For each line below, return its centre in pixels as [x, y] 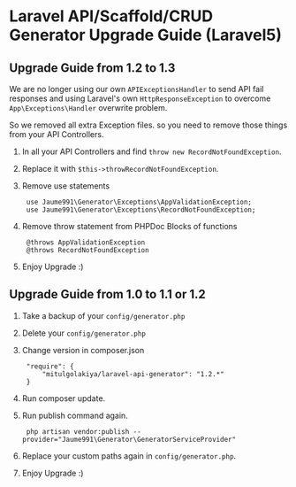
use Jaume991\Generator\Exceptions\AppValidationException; [139, 202]
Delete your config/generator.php [83, 333]
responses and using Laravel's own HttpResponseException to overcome [140, 98]
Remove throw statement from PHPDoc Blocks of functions [129, 226]
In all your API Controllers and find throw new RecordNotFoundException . [152, 151]
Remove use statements [66, 186]
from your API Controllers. [57, 134]
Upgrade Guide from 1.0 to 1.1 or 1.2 [107, 294]
